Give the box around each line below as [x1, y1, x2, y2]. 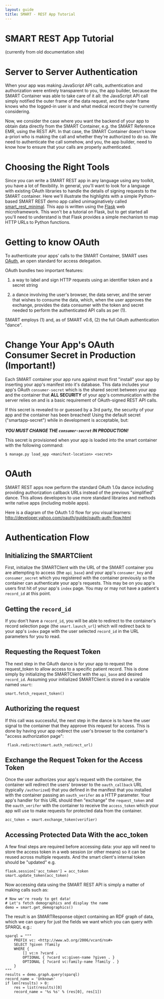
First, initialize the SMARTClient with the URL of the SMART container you [5, 565, 154, 570]
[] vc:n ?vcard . [23, 951, 58, 956]
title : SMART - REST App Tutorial [5, 12, 76, 17]
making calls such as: [5, 887, 49, 893]
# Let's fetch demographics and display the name [5, 901, 109, 906]
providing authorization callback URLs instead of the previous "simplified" [5, 489, 154, 496]
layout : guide [5, 7, 34, 12]
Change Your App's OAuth [5, 339, 115, 351]
